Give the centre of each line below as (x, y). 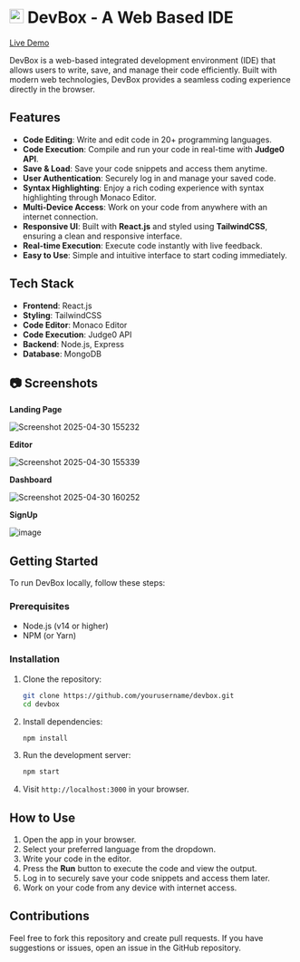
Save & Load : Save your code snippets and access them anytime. (145, 168)
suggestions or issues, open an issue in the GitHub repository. (126, 947)
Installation (35, 659)
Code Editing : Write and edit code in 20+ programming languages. (147, 140)
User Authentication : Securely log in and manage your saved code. (149, 178)
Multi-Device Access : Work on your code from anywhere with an (145, 207)
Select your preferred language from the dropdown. (119, 850)
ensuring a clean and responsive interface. (102, 236)
